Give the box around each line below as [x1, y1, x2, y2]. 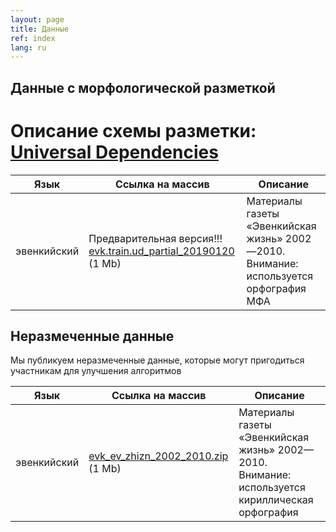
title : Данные [10, 24, 70, 34]
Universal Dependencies [10, 141, 219, 163]
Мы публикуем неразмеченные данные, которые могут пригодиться [10, 354, 305, 366]
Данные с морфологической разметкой [10, 79, 276, 96]
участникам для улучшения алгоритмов [10, 365, 182, 377]
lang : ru [10, 42, 47, 53]
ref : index [10, 33, 56, 43]
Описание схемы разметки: [10, 119, 257, 142]
